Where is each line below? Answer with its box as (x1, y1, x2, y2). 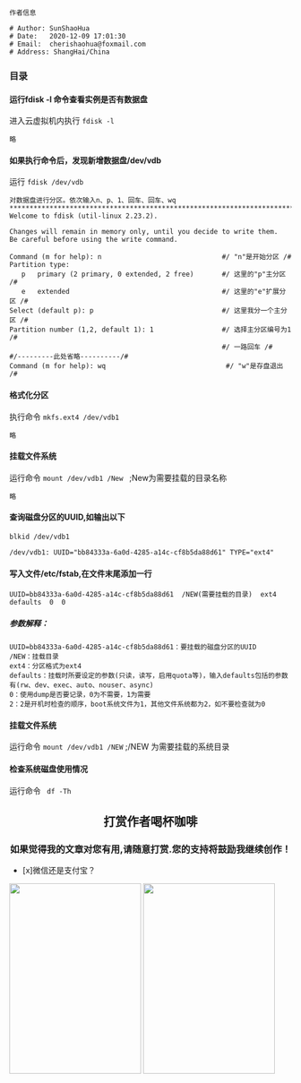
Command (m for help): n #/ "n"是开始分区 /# (9, 253, 292, 262)
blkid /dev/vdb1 (9, 532, 70, 541)
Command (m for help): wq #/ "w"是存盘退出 (9, 362, 284, 371)
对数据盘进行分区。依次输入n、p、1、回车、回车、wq (9, 196, 176, 205)
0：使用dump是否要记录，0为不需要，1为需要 (9, 691, 151, 700)
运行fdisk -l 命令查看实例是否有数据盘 (9, 93, 148, 105)
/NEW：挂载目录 (9, 652, 60, 661)
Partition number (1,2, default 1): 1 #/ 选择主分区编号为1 (9, 325, 292, 334)
